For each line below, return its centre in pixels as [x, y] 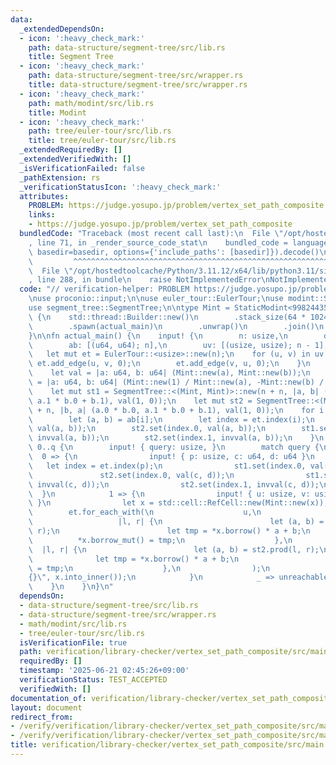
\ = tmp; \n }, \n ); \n [149, 568]
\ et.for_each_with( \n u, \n [145, 512]
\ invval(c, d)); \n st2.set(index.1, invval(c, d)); [174, 484]
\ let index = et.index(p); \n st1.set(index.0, [167, 466]
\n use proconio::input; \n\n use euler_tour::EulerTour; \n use [156, 299]
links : [42, 215]
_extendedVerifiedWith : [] [75, 159]
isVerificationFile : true [73, 642]
